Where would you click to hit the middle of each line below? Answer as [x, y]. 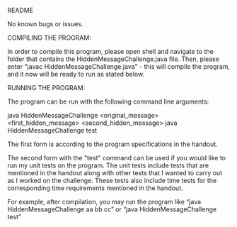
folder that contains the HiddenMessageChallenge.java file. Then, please [113, 59]
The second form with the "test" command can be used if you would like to [117, 158]
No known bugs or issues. [45, 24]
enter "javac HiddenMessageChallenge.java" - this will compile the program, [119, 66]
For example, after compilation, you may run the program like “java [104, 202]
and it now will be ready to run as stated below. [76, 74]
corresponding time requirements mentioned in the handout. [95, 188]
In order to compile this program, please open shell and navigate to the [110, 51]
